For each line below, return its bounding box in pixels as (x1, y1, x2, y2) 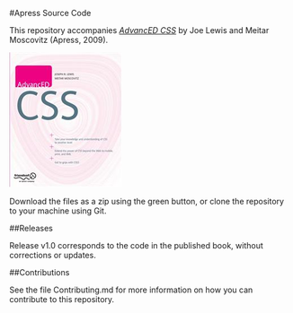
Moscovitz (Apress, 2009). (9, 35, 109, 45)
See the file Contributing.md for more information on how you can (9, 284, 253, 295)
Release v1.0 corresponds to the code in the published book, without (9, 240, 263, 250)
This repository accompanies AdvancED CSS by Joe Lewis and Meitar (9, 25, 270, 35)
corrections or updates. (9, 250, 96, 260)
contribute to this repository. (9, 294, 115, 304)
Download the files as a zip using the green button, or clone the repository (9, 196, 285, 206)
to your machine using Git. (9, 205, 107, 216)
